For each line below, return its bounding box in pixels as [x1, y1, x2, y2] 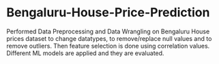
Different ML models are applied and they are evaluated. [6, 49, 164, 57]
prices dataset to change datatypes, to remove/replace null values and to [6, 34, 212, 42]
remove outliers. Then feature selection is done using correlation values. [6, 42, 210, 50]
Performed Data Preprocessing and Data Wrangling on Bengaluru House [6, 27, 210, 35]
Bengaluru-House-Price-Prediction [6, 5, 210, 20]
